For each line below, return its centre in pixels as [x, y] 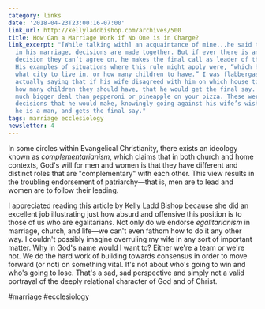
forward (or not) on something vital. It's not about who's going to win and [127, 264]
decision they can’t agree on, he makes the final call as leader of [132, 60]
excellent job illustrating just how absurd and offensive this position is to [125, 213]
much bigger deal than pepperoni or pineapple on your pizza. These [130, 96]
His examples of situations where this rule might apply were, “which [134, 67]
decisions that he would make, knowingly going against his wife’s [129, 104]
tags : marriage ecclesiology [56, 119]
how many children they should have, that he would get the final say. [136, 89]
